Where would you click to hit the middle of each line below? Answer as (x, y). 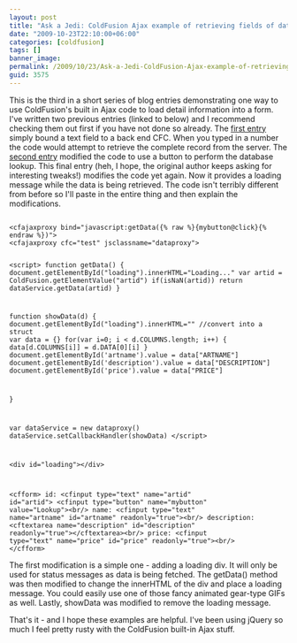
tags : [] (25, 50)
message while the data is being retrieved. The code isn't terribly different (144, 184)
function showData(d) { (53, 317)
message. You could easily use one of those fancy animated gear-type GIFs (147, 593)
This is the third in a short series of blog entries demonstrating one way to (144, 100)
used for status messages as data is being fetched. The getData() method (144, 574)
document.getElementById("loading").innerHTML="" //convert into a (136, 325)
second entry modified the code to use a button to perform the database (141, 157)
